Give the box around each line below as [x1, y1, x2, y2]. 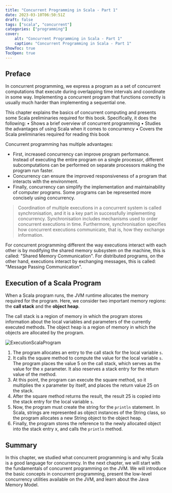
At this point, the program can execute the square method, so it [12, 377, 146, 383]
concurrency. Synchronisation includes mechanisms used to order [17, 216, 158, 222]
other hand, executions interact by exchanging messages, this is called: [5, 258, 156, 264]
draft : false [5, 17, 33, 22]
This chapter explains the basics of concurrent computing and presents [5, 109, 156, 116]
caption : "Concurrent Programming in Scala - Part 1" [14, 41, 132, 46]
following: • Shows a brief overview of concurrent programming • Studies [5, 120, 161, 126]
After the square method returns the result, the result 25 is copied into [12, 393, 161, 400]
